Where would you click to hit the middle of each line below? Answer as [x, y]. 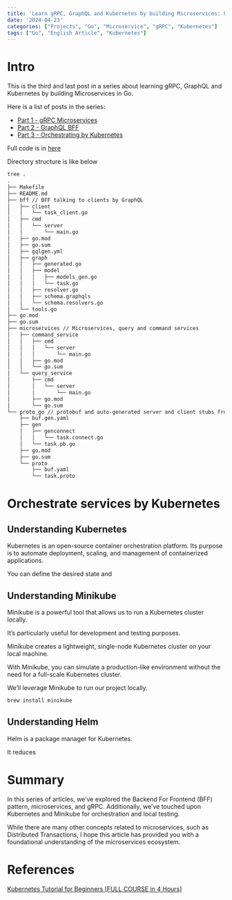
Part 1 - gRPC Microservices [57, 120]
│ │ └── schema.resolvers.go [55, 303]
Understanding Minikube [62, 596]
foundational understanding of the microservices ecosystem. [94, 842]
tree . [17, 174]
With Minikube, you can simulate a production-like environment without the [114, 667]
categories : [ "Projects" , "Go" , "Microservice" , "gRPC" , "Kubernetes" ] [112, 26]
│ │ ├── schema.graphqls [49, 296]
